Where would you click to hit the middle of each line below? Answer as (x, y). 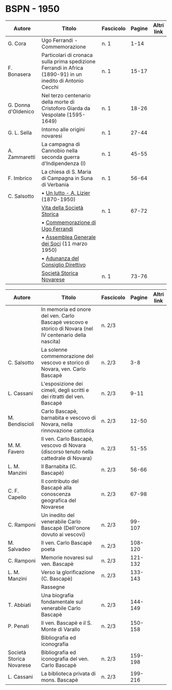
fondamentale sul (62, 602)
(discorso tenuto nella (67, 451)
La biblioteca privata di (68, 674)
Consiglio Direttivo (64, 265)
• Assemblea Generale (69, 237)
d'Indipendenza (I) (64, 163)
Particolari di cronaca (67, 55)
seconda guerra (61, 157)
